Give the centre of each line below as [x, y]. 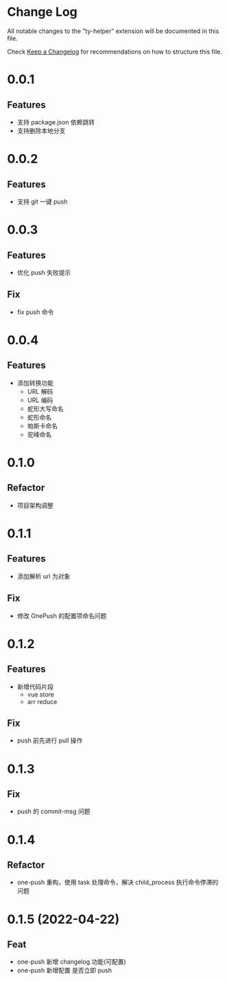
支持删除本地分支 [41, 131]
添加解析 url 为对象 [44, 576]
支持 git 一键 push [42, 201]
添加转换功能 [35, 383]
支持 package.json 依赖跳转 [56, 122]
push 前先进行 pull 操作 [50, 740]
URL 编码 [40, 400]
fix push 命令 [35, 312]
